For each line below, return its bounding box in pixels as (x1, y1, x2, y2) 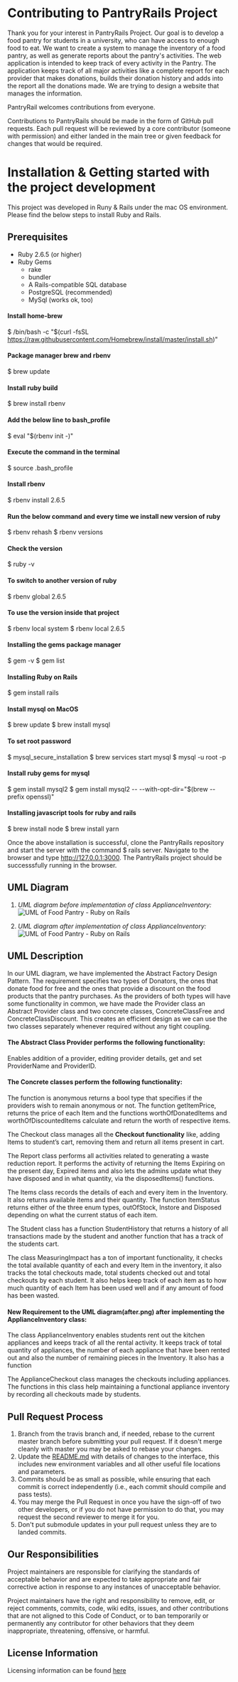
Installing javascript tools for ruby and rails (7, 809, 136, 817)
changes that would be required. (7, 139, 103, 147)
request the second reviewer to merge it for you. (17, 1513, 160, 1521)
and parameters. (17, 1467, 66, 1476)
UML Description (7, 950, 84, 962)
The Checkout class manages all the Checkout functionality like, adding (7, 1130, 220, 1138)
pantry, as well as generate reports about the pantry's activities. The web (7, 51, 222, 60)
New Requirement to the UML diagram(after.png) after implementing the (7, 1308, 225, 1316)
